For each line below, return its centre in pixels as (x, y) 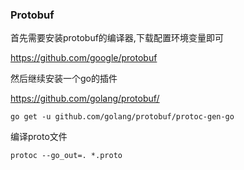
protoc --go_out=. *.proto (66, 156)
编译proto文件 (39, 137)
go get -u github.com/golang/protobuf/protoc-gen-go (122, 117)
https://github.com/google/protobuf (84, 58)
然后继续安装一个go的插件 (64, 79)
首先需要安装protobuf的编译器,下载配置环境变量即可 (117, 38)
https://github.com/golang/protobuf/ (85, 99)
